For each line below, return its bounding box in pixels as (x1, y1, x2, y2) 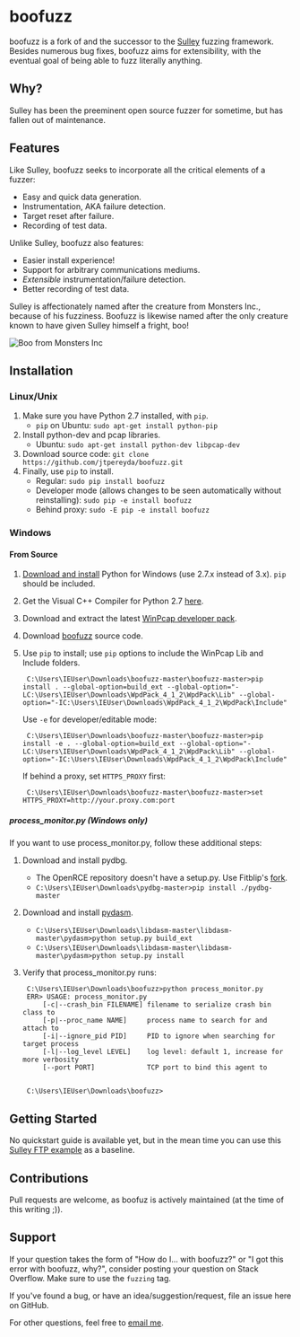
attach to (21, 1024, 60, 1034)
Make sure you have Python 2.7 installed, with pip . (21, 410, 209, 421)
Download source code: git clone (21, 449, 150, 460)
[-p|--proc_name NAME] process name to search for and (42, 1016, 268, 1025)
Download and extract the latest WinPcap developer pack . (21, 613, 237, 624)
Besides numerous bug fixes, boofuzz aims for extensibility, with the (9, 45, 261, 56)
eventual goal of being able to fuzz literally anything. (9, 55, 203, 66)
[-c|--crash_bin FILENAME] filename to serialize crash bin (42, 1000, 271, 1009)
